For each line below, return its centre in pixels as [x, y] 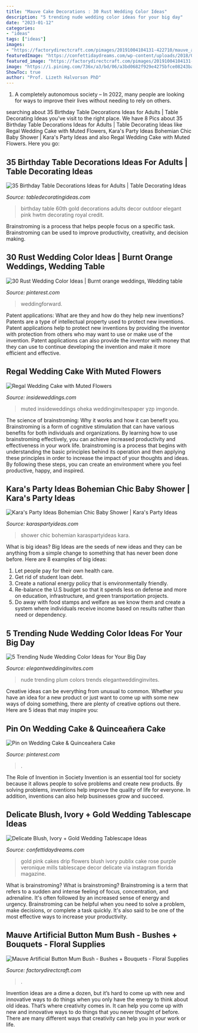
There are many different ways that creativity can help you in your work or [96, 1018]
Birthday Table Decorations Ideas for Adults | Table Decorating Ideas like [94, 125]
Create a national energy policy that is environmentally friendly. [91, 584]
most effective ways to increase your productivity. [67, 917]
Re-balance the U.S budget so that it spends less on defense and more [100, 590]
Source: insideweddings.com [41, 397]
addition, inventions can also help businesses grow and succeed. [85, 796]
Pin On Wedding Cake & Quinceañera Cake [86, 729]
